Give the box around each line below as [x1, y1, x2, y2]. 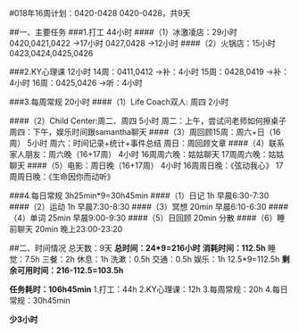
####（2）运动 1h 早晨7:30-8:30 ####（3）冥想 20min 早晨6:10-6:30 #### [9, 202, 288, 212]
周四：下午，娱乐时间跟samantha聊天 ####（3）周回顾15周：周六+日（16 [9, 127, 281, 137]
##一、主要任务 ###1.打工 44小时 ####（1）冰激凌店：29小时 [9, 27, 238, 37]
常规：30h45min [9, 296, 71, 305]
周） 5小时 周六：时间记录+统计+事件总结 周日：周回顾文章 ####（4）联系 [9, 137, 286, 148]
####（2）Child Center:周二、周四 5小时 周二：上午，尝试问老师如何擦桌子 [9, 115, 287, 126]
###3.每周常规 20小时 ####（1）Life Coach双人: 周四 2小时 [9, 96, 229, 107]
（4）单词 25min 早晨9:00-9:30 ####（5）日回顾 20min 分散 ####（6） [9, 212, 278, 223]
